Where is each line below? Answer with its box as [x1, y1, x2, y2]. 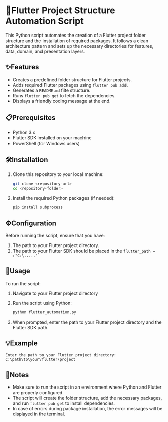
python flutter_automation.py [12, 309, 77, 315]
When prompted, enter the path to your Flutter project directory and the [12, 319, 162, 325]
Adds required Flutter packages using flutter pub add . [12, 82, 128, 88]
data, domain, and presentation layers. [5, 48, 86, 54]
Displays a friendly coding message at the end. [12, 98, 111, 104]
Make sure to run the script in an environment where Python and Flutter [12, 384, 162, 390]
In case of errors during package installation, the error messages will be [12, 406, 163, 412]
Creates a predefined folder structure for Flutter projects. [12, 76, 132, 83]
